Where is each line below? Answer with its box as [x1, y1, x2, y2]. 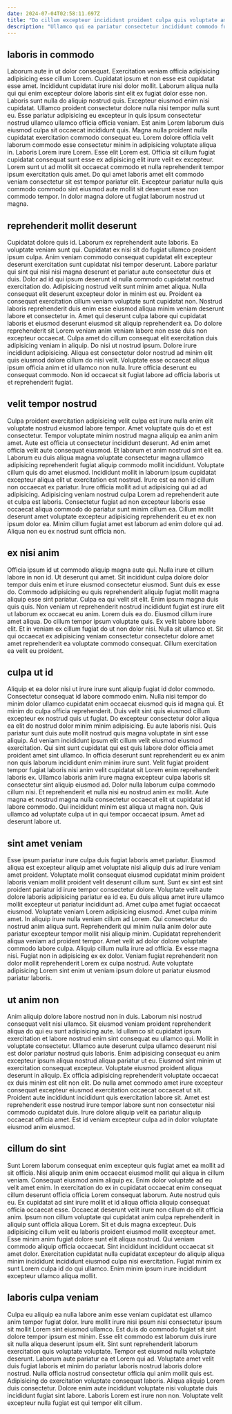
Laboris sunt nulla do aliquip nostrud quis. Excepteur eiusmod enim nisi [7, 96, 210, 105]
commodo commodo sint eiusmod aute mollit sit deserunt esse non [7, 185, 199, 193]
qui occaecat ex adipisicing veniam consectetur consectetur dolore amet [7, 631, 215, 640]
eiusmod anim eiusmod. [7, 1123, 75, 1131]
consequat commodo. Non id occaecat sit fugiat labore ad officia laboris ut [7, 371, 220, 378]
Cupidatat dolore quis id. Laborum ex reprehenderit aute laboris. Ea [7, 238, 199, 246]
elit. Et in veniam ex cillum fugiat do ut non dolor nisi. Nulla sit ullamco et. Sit [7, 625, 224, 633]
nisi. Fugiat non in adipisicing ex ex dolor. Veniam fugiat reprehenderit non [7, 952, 218, 960]
